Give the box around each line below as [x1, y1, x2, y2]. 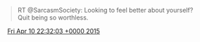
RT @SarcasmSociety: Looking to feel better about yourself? [17, 6, 194, 14]
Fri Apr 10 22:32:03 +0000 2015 [6, 27, 101, 35]
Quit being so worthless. [17, 13, 89, 22]
